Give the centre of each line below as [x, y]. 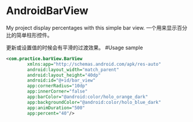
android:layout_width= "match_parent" [73, 70]
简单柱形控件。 [34, 35]
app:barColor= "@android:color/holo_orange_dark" [88, 97]
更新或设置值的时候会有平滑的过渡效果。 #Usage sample [75, 48]
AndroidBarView [47, 11]
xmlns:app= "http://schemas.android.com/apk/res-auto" [94, 64]
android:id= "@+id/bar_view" [61, 80]
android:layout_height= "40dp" [64, 75]
